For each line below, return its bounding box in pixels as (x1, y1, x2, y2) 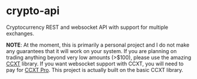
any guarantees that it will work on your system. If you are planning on (6, 47, 177, 54)
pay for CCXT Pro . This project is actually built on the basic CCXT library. (6, 66, 184, 73)
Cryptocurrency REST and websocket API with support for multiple (6, 24, 169, 31)
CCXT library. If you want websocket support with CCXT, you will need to (6, 60, 184, 67)
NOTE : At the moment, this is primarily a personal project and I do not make (6, 41, 190, 48)
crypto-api (6, 4, 60, 18)
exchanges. (6, 29, 34, 37)
